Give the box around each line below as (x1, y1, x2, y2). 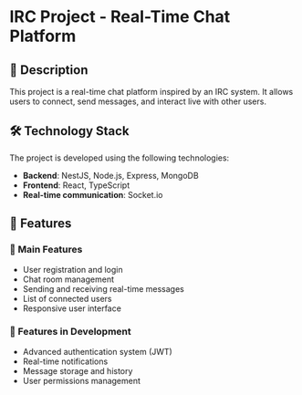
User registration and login (22, 264, 123, 275)
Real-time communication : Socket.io (22, 189, 163, 200)
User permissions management (22, 375, 141, 386)
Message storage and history (22, 365, 133, 376)
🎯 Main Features (9, 244, 83, 256)
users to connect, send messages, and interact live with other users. (9, 96, 267, 107)
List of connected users (22, 293, 112, 304)
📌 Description (9, 62, 89, 78)
